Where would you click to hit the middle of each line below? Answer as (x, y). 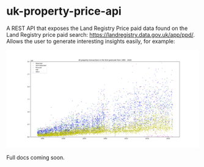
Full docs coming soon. (36, 158)
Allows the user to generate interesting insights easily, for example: (91, 41)
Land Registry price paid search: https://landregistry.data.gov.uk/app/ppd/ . (101, 34)
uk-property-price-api (64, 11)
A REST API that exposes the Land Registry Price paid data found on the (97, 28)
